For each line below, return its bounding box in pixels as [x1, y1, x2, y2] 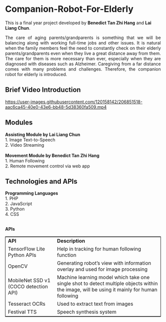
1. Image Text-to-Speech [5, 137, 56, 143]
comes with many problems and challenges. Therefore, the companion [5, 66, 161, 72]
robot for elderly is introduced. [5, 71, 68, 77]
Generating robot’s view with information [57, 260, 152, 267]
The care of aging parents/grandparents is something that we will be [5, 35, 161, 40]
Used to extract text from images [57, 300, 133, 307]
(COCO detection [8, 283, 48, 290]
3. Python [5, 206, 25, 212]
